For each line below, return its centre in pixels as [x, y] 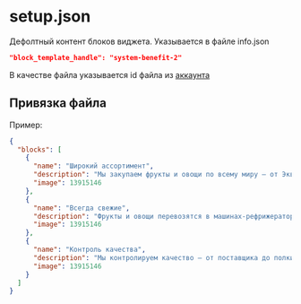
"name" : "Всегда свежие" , [81, 208]
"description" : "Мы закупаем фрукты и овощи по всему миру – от [155, 175]
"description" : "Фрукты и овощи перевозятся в [121, 216]
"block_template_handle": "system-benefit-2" [95, 57]
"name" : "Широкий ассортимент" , [93, 166]
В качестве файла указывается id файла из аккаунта [110, 74]
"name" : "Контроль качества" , [89, 249]
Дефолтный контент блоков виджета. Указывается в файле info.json [139, 41]
